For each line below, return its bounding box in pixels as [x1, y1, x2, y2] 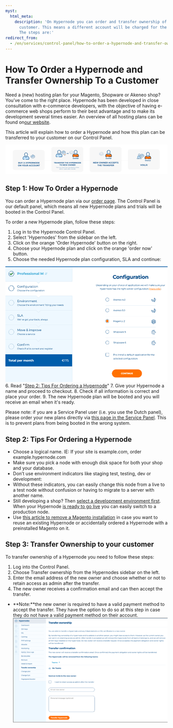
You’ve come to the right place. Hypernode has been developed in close [5, 97, 159, 103]
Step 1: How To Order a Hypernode [5, 184, 118, 193]
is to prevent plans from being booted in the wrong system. [5, 420, 131, 426]
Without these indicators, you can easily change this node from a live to [12, 481, 165, 488]
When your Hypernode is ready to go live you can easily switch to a [12, 504, 157, 510]
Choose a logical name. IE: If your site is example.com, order [12, 448, 142, 455]
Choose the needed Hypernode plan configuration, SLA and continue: [12, 256, 161, 262]
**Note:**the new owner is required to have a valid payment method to [12, 601, 165, 607]
